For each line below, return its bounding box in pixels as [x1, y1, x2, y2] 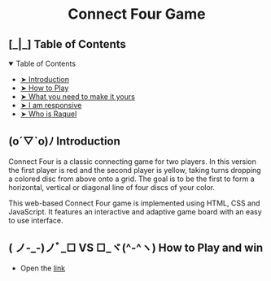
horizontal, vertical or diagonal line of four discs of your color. [8, 182, 216, 192]
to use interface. [8, 215, 63, 225]
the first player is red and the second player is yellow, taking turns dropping [8, 165, 262, 175]
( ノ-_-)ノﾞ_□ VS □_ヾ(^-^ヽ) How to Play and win [8, 241, 264, 255]
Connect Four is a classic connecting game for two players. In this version [8, 156, 256, 166]
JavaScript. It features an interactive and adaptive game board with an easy [8, 206, 262, 216]
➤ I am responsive [20, 101, 82, 110]
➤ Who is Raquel [20, 109, 77, 119]
